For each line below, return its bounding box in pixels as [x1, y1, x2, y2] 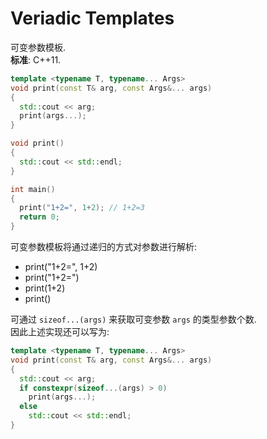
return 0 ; [19, 212, 60, 222]
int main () [10, 184, 56, 194]
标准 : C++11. [10, 53, 62, 66]
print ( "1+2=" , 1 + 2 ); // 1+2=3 [19, 203, 145, 213]
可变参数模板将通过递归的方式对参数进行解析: [10, 241, 198, 253]
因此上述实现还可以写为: [10, 326, 110, 338]
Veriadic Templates [10, 7, 175, 30]
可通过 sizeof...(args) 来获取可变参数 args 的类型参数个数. [10, 313, 257, 326]
